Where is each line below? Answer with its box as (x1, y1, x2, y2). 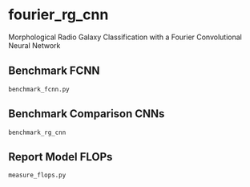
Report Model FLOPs (8, 150, 113, 164)
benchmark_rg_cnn (8, 128, 67, 136)
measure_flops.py (8, 171, 67, 180)
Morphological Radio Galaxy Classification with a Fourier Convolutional (8, 32, 242, 42)
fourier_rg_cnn (8, 6, 109, 24)
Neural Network (8, 40, 61, 50)
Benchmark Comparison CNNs (8, 107, 165, 121)
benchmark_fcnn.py (8, 85, 70, 93)
